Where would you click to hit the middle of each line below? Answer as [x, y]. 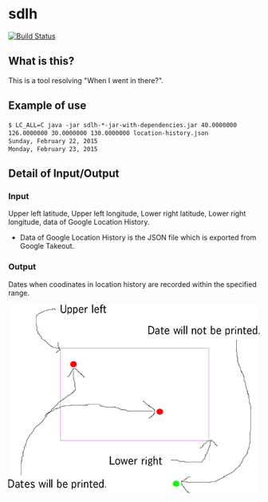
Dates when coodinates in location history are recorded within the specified [132, 284]
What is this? [41, 61]
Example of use [47, 106]
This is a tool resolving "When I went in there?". [86, 80]
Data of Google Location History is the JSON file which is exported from [138, 237]
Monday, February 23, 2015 [53, 149]
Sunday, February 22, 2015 [53, 141]
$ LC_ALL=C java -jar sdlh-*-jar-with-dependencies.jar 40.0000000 [123, 125]
